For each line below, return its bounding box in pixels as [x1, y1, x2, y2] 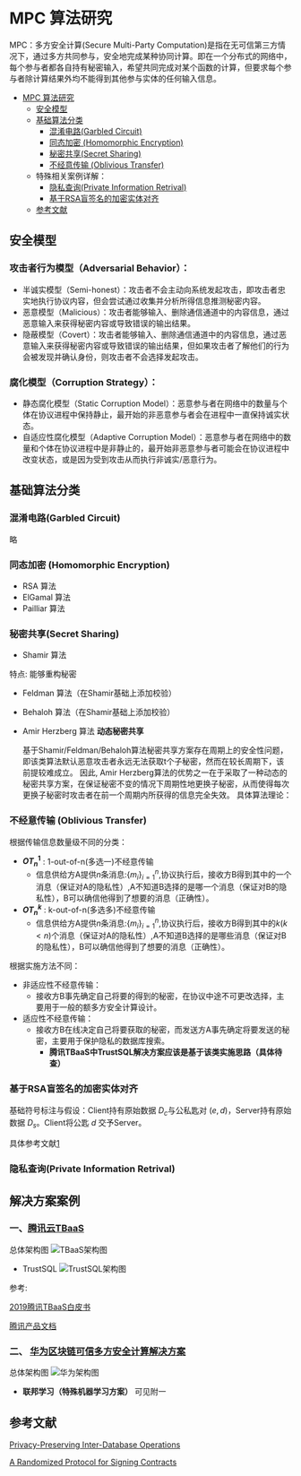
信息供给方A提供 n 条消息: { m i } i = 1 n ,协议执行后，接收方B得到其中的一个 [35, 867, 292, 882]
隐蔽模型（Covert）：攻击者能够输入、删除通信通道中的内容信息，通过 [21, 329, 279, 340]
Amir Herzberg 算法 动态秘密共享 [21, 726, 145, 737]
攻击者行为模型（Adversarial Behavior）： [9, 262, 191, 274]
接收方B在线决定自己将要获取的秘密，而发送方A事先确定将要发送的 [35, 1024, 282, 1035]
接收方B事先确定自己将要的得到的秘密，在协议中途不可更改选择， [35, 991, 277, 1002]
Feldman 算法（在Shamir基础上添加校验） [21, 687, 177, 699]
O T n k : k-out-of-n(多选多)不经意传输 [21, 902, 156, 917]
